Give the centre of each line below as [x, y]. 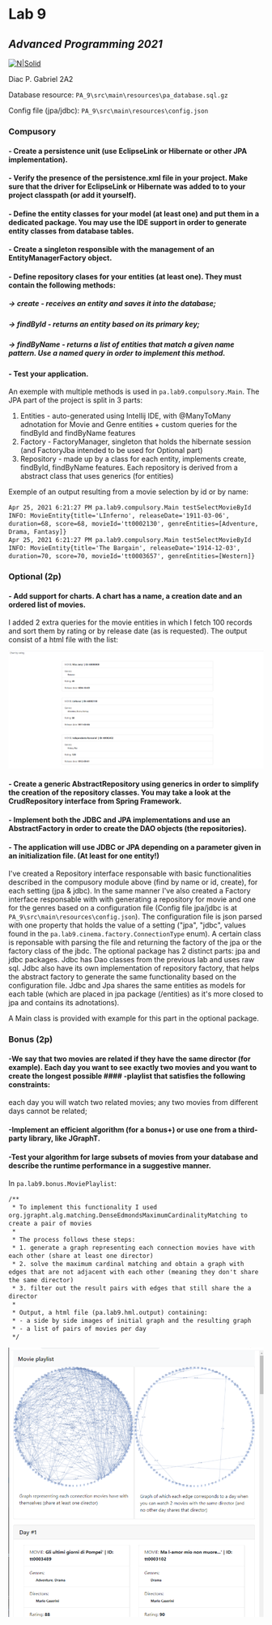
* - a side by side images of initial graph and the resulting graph [132, 1321]
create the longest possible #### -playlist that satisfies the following [127, 1076]
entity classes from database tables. [71, 231]
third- [248, 1130]
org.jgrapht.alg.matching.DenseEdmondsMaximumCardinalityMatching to [128, 1216]
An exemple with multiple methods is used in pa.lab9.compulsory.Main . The [134, 392]
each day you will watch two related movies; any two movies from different [133, 1103]
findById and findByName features [78, 433]
